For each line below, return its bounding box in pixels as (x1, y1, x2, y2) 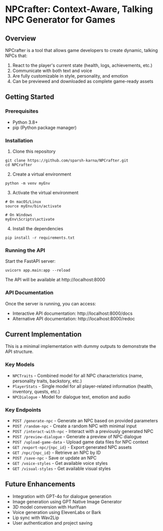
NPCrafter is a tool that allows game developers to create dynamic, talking (5, 48, 158, 53)
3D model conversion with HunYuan (12, 504, 86, 510)
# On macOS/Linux (5, 199, 41, 204)
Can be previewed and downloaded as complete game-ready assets (12, 79, 153, 84)
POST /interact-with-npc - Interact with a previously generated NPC (12, 428, 153, 434)
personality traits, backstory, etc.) (12, 378, 82, 384)
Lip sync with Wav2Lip (12, 514, 59, 520)
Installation (5, 137, 33, 144)
